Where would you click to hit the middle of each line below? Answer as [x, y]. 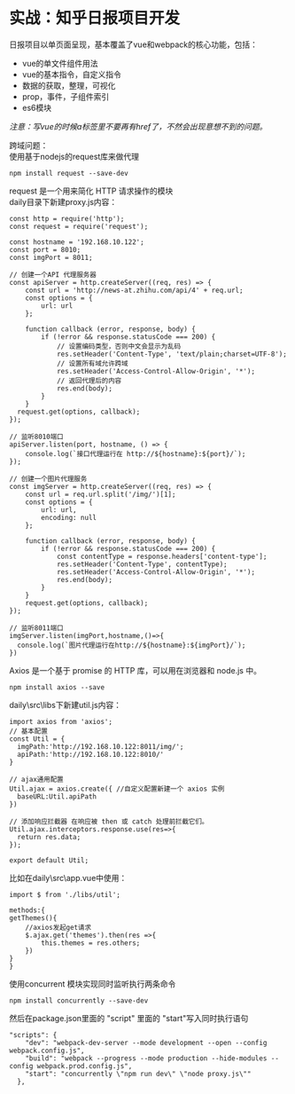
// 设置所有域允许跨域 [92, 363]
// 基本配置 [29, 731]
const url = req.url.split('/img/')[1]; [101, 494]
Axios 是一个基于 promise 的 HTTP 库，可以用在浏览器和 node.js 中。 [135, 670]
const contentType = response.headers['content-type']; [162, 556]
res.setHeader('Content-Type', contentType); [142, 564]
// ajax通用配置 [36, 779]
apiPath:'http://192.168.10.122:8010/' [91, 754]
